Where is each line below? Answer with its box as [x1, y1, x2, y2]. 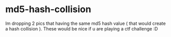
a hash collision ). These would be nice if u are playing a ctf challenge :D [5, 25, 158, 31]
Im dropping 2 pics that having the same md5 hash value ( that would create [5, 20, 166, 26]
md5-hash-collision [5, 4, 91, 15]
